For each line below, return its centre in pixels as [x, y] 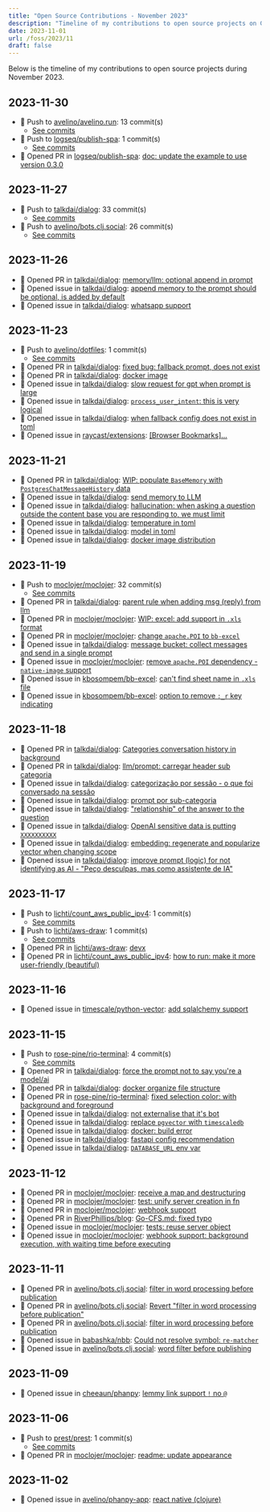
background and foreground [67, 1105]
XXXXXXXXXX [38, 835]
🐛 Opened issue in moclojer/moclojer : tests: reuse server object [125, 1227]
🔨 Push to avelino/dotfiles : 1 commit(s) [83, 350]
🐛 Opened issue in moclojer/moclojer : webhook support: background [134, 1235]
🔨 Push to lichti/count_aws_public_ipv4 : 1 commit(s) [105, 913]
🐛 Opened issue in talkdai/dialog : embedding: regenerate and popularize [140, 843]
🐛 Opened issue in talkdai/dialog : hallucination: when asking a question [137, 506]
